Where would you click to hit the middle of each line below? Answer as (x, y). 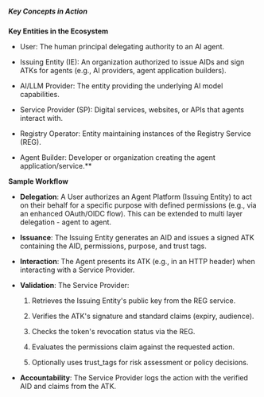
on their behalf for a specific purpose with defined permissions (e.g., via (138, 205)
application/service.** (56, 165)
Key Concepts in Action (48, 11)
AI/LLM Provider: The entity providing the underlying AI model (121, 86)
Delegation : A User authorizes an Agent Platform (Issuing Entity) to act (136, 197)
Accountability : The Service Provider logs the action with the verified (134, 377)
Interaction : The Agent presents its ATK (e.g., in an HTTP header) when (138, 261)
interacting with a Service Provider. (77, 270)
